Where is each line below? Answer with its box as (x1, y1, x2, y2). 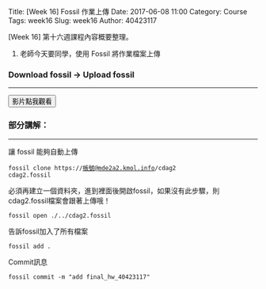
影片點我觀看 (12, 97, 52, 106)
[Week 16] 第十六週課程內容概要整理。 (8, 32, 133, 41)
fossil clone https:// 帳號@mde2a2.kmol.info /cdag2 (8, 164, 177, 172)
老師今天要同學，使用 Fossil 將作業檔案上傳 (19, 49, 161, 58)
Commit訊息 (8, 257, 48, 267)
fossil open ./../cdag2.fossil (8, 211, 112, 219)
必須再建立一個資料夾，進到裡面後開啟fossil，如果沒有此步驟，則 (8, 185, 220, 196)
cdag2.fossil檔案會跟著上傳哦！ (8, 196, 111, 205)
